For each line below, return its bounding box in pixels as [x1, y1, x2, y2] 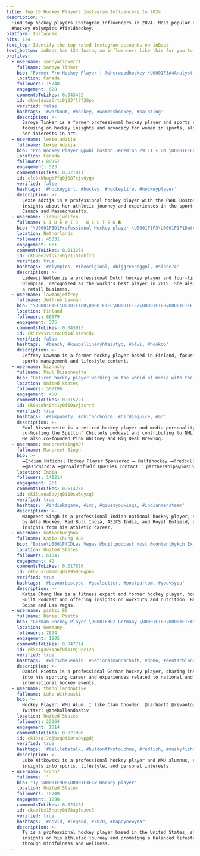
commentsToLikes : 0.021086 [17, 730, 84, 736]
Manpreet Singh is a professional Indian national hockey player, [21, 514, 190, 520]
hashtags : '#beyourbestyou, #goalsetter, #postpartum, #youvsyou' [17, 580, 185, 586]
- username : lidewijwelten [11, 214, 79, 220]
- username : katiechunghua [11, 530, 79, 536]
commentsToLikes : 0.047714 [17, 641, 84, 647]
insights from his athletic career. [21, 524, 113, 531]
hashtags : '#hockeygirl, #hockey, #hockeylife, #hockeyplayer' [17, 186, 177, 192]
